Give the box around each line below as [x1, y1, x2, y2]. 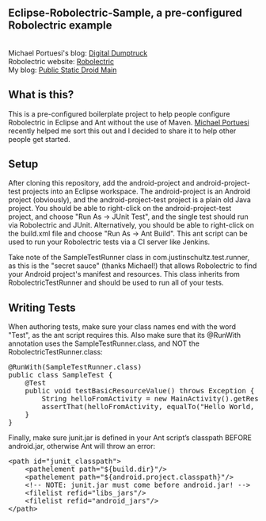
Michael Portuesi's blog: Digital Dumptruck [8, 48, 148, 58]
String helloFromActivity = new [41, 394, 168, 404]
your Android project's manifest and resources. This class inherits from [8, 270, 240, 279]
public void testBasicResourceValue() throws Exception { [25, 386, 255, 396]
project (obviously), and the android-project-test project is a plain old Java [8, 195, 252, 205]
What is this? [8, 88, 74, 102]
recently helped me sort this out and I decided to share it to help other [8, 126, 237, 136]
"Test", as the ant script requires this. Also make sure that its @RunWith [8, 331, 241, 340]
